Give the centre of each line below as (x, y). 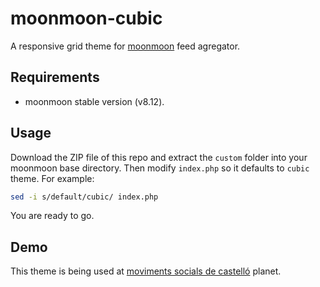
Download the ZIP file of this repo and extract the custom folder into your (159, 157)
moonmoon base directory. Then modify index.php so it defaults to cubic (160, 168)
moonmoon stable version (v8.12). (94, 101)
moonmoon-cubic (86, 18)
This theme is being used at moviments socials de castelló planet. (146, 271)
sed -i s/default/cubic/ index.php (84, 197)
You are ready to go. (52, 216)
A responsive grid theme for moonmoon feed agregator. (125, 46)
